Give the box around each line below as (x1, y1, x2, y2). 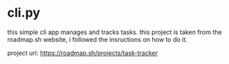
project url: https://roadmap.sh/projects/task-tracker (7, 49, 158, 57)
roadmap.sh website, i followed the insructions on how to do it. (7, 35, 188, 43)
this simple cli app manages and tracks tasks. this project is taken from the (7, 28, 222, 36)
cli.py (7, 5, 40, 21)
